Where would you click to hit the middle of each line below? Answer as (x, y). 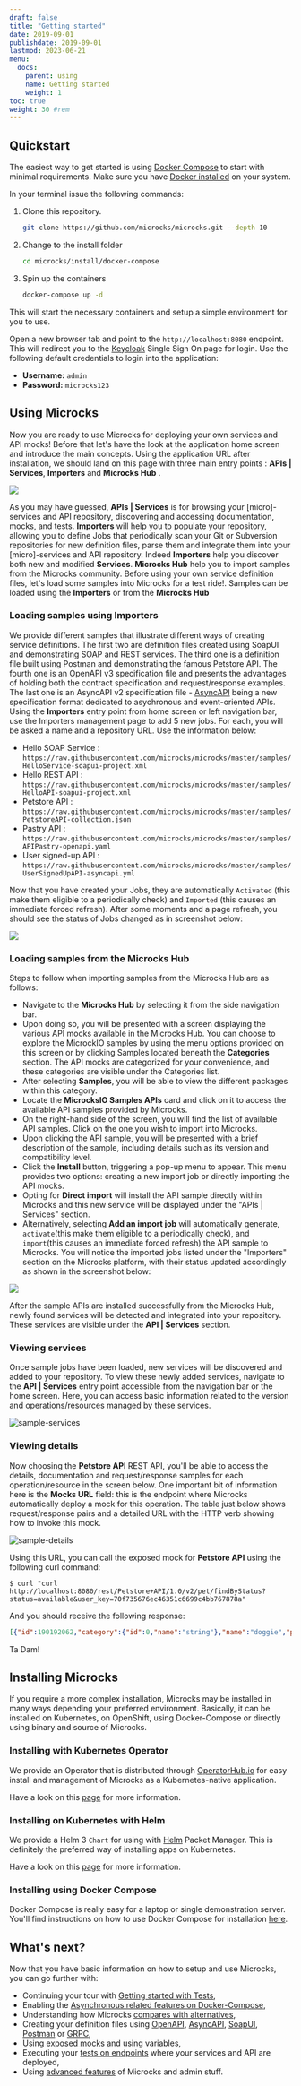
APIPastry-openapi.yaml (67, 846)
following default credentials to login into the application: (114, 358)
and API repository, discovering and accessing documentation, (159, 516)
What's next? (47, 1947)
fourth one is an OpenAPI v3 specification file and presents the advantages (148, 673)
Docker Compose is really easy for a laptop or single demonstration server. (148, 1909)
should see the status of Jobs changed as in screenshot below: (126, 918)
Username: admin (55, 375)
